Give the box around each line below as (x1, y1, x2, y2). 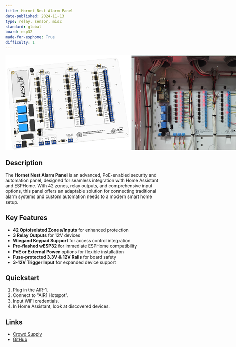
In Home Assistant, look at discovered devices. (12, 303, 110, 309)
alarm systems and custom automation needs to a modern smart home (5, 193, 152, 200)
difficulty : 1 (5, 40, 35, 45)
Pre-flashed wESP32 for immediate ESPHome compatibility (12, 243, 137, 249)
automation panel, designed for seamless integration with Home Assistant (5, 177, 159, 183)
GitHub (12, 336, 28, 343)
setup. (5, 199, 19, 205)
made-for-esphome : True (5, 35, 55, 40)
